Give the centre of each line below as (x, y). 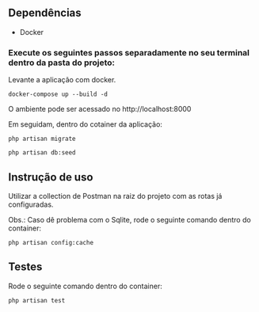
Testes (25, 267)
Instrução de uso (51, 177)
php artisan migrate (42, 139)
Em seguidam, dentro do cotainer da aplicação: (85, 124)
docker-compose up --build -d (58, 94)
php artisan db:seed (42, 153)
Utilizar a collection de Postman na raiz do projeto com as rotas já (115, 196)
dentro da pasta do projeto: (61, 63)
